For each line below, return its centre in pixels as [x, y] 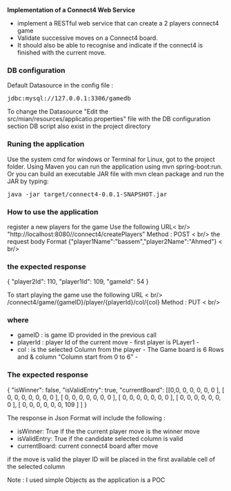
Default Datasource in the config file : [60, 85]
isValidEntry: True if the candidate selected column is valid [100, 438]
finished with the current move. [61, 52]
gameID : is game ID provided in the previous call [87, 335]
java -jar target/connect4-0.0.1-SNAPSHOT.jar [87, 194]
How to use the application [53, 211]
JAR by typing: [28, 181]
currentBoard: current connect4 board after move [88, 446]
